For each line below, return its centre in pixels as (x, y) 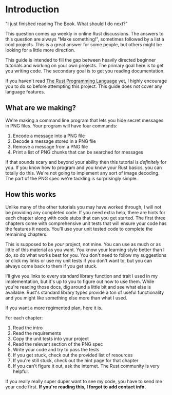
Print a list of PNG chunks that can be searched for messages (78, 152)
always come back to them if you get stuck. (51, 266)
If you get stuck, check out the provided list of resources (73, 355)
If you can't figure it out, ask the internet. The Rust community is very (86, 366)
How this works (31, 194)
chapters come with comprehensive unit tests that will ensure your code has (86, 223)
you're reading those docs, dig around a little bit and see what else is (78, 287)
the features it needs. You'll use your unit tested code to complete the (79, 229)
